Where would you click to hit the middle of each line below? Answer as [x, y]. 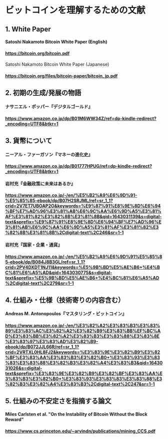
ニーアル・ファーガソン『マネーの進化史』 [49, 154]
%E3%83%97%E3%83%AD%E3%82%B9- [52, 342]
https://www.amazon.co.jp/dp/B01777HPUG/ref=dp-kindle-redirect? [79, 166]
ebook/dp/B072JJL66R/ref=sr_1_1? [42, 347]
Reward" [14, 419]
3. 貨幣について [29, 141]
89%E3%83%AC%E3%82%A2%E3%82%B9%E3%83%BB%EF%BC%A [83, 331]
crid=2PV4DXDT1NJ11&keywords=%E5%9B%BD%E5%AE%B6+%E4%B [82, 267]
